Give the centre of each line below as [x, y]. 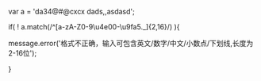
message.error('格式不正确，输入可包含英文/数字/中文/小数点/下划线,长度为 [131, 43]
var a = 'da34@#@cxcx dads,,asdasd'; [71, 12]
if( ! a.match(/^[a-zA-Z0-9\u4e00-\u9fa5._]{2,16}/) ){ [94, 27]
